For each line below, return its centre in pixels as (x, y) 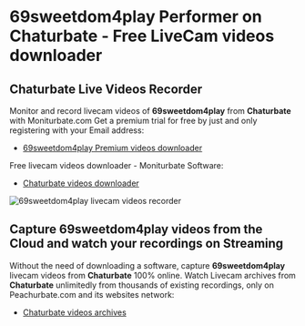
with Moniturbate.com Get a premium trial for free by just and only (133, 121)
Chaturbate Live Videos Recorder (106, 89)
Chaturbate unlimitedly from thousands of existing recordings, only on (142, 285)
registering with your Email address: (77, 130)
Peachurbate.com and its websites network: (92, 294)
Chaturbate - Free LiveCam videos (142, 36)
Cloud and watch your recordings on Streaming (147, 244)
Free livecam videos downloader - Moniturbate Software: (117, 165)
